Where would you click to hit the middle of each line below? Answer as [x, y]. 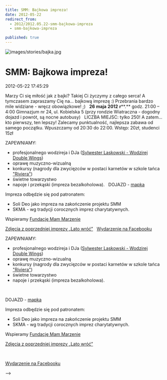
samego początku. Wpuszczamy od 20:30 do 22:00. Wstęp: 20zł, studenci [82, 128]
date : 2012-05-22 [23, 15]
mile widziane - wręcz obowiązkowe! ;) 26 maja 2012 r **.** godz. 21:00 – [82, 106]
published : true [22, 38]
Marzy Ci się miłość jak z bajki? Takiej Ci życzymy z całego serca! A [75, 95]
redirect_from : [21, 19]
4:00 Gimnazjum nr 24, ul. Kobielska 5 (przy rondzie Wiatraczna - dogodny [83, 111]
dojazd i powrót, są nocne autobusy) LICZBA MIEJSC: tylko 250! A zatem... [84, 117]
